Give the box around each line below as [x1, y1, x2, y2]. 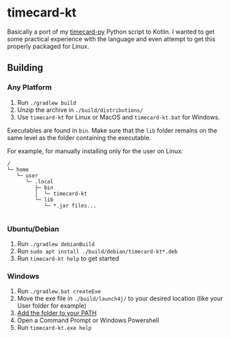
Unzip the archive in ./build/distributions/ [16, 105, 143, 114]
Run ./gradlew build [16, 98, 77, 106]
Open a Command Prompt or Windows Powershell [16, 316, 159, 324]
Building [7, 62, 43, 74]
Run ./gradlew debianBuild [16, 239, 95, 248]
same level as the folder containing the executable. [7, 133, 151, 142]
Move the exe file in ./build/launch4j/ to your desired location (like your [16, 294, 223, 303]
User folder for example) [16, 302, 87, 310]
